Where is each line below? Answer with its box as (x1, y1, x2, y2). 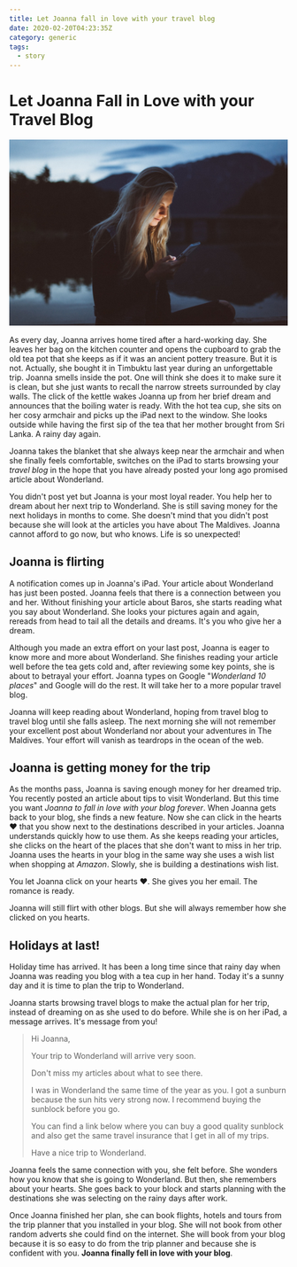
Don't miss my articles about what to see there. (30, 1068, 203, 1078)
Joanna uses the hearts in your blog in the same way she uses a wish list (9, 850, 275, 860)
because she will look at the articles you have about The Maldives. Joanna (9, 519, 280, 530)
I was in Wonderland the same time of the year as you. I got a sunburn (30, 1085, 287, 1096)
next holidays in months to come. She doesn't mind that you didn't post (9, 509, 269, 520)
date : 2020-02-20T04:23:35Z (9, 23, 113, 33)
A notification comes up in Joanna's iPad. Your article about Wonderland (9, 578, 274, 588)
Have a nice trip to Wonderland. (30, 1147, 147, 1158)
